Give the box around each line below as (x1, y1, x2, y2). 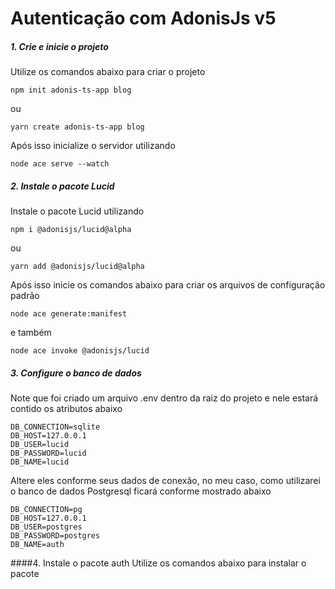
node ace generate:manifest (10, 309, 128, 319)
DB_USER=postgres (10, 522, 83, 532)
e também (10, 327, 52, 339)
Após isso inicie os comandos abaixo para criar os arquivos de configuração (10, 279, 326, 291)
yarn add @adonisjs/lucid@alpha (10, 262, 145, 272)
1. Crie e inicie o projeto (10, 40, 109, 52)
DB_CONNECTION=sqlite (10, 422, 101, 432)
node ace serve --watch (10, 159, 110, 169)
